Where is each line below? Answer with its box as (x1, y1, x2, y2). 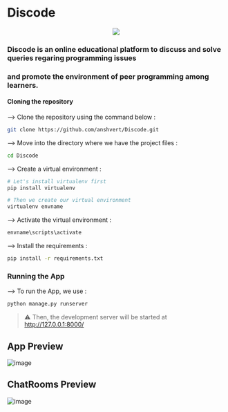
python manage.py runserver (7, 301, 88, 308)
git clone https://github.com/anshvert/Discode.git (7, 126, 159, 133)
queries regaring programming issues (7, 53, 137, 63)
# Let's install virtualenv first (7, 178, 107, 185)
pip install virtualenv (7, 185, 76, 191)
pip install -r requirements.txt (7, 255, 104, 262)
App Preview (7, 340, 64, 352)
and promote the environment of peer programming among (7, 71, 209, 81)
